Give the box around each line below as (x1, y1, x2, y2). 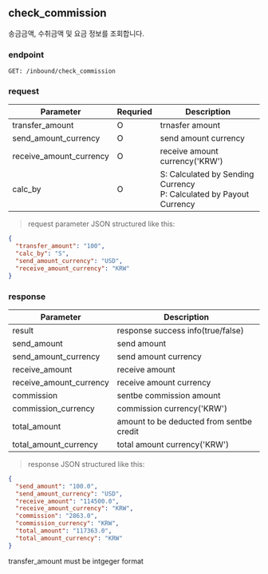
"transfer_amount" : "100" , (15, 242, 105, 250)
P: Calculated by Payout (160, 189, 250, 200)
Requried (116, 106, 153, 118)
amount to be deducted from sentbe (116, 416, 253, 427)
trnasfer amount (160, 120, 221, 131)
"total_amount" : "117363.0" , (15, 527, 112, 535)
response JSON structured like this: (27, 459, 145, 468)
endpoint (8, 49, 45, 60)
